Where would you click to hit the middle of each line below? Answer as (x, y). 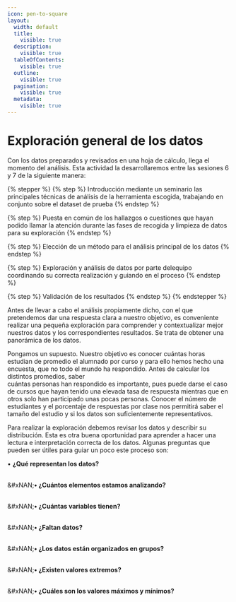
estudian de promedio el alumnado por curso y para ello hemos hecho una (116, 361)
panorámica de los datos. (44, 340)
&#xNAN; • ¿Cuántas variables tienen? (64, 506)
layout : (19, 20)
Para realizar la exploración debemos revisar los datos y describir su (107, 427)
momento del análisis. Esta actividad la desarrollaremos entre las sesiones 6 (118, 167)
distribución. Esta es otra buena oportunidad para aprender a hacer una (112, 435)
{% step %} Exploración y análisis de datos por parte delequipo (100, 267)
